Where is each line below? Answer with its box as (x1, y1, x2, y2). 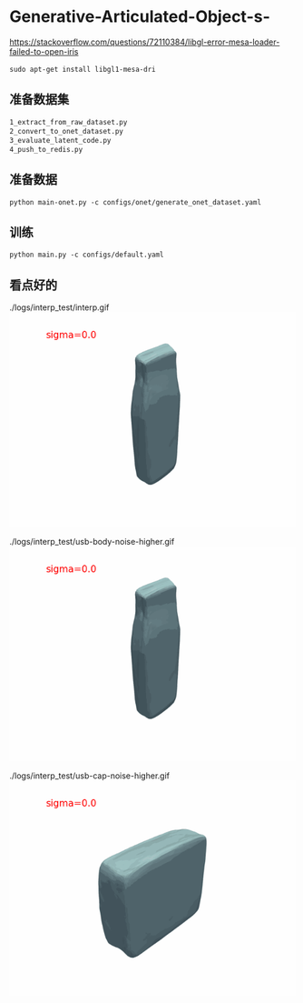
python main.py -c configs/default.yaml (9, 250, 165, 260)
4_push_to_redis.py (9, 145, 83, 154)
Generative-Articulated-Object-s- (9, 6, 270, 27)
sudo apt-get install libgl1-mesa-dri (9, 65, 156, 74)
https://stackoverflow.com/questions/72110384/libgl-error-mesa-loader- (9, 36, 280, 47)
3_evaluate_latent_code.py (9, 135, 112, 145)
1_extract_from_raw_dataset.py (9, 117, 128, 126)
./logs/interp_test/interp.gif (9, 302, 110, 313)
